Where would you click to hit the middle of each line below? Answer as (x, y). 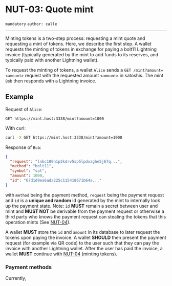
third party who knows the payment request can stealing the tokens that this (86, 216)
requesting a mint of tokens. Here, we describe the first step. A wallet (79, 43)
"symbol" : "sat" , (28, 171)
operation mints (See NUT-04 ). (38, 222)
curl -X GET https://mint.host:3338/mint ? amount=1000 (64, 137)
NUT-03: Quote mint (49, 9)
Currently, (16, 278)
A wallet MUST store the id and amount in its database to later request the (83, 232)
